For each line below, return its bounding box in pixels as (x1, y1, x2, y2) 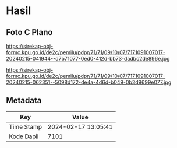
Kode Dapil (9, 132, 39, 140)
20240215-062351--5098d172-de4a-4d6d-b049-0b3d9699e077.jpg (6, 79, 172, 86)
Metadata (6, 96, 42, 105)
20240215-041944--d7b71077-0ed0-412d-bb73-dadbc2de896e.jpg (6, 55, 170, 62)
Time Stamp (9, 122, 43, 131)
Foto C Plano (6, 27, 53, 37)
